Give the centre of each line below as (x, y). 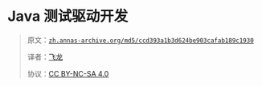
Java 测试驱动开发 (68, 16)
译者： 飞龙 (45, 57)
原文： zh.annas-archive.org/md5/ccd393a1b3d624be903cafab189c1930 (140, 40)
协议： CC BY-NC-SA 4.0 (68, 73)
